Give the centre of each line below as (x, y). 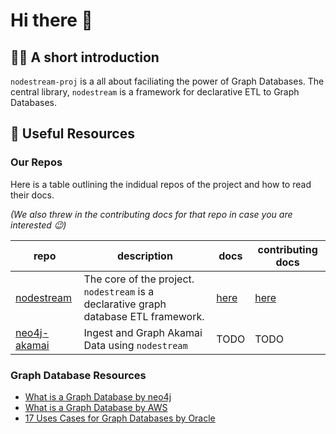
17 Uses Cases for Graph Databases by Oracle (120, 418)
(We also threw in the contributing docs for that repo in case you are (151, 214)
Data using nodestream (135, 345)
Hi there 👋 (51, 20)
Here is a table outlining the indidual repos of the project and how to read (161, 184)
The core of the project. (139, 279)
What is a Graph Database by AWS (96, 407)
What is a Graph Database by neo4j (98, 396)
